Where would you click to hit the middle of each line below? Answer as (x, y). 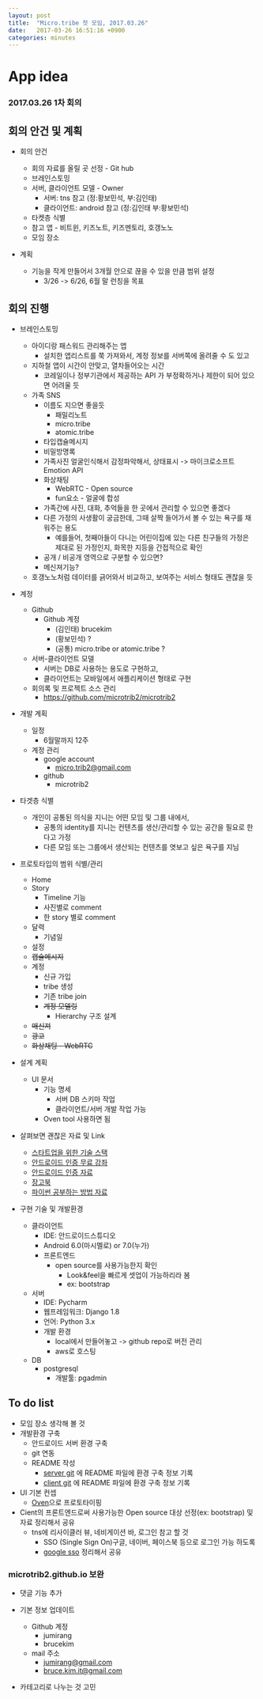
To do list (31, 1404)
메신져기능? (61, 567)
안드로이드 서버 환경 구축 (70, 1443)
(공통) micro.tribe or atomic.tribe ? (110, 649)
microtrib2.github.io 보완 (56, 1574)
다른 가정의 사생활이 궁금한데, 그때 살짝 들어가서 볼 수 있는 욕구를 (143, 517)
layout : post (30, 15)
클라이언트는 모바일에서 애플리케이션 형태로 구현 (117, 678)
